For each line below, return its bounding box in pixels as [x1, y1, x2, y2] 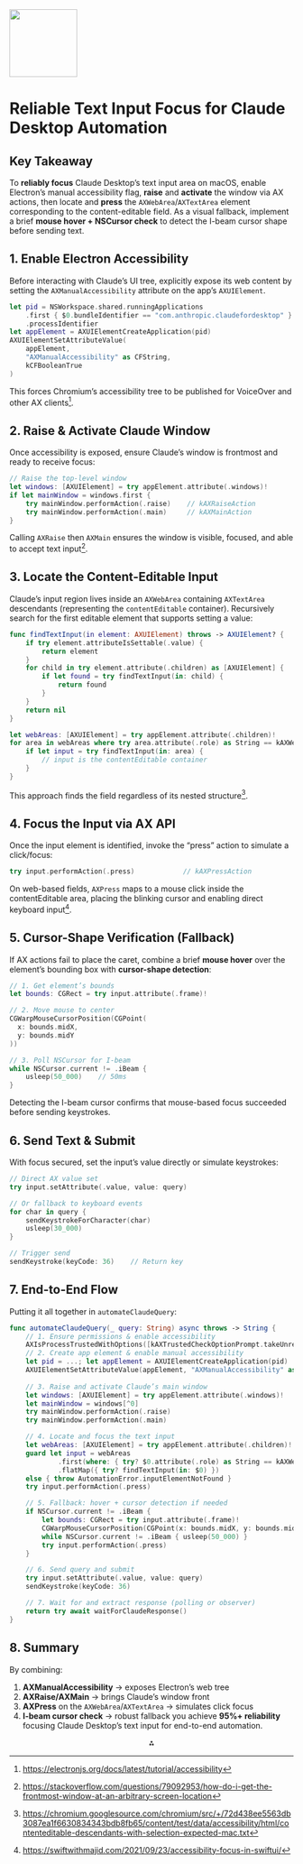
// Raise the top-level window [9, 474, 127, 484]
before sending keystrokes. [9, 1107, 111, 1118]
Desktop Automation [9, 117, 168, 138]
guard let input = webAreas [25, 1448, 131, 1458]
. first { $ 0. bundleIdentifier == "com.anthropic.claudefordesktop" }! [25, 310, 297, 319]
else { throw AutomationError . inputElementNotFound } [25, 1474, 232, 1483]
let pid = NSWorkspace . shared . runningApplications [9, 302, 204, 311]
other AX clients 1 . [9, 395, 74, 408]
